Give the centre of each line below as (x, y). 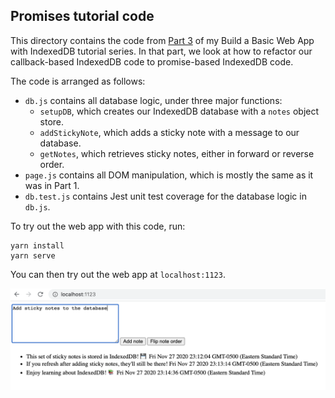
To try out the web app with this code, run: (98, 226)
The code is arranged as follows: (78, 81)
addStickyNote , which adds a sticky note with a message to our (169, 132)
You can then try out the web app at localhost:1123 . (118, 274)
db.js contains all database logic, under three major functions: (153, 100)
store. (52, 121)
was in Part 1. (52, 185)
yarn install (37, 245)
